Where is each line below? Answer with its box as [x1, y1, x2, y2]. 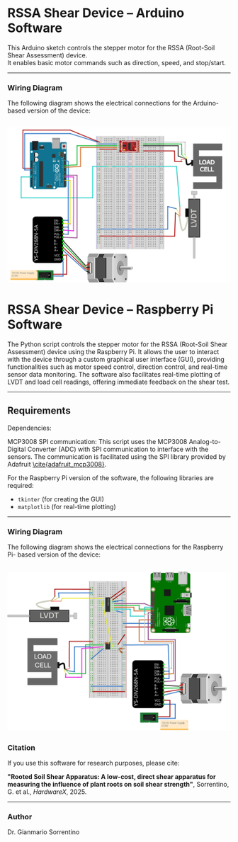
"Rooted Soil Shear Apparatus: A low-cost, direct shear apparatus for [7, 773, 216, 781]
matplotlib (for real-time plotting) [17, 502, 117, 511]
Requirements [7, 405, 71, 417]
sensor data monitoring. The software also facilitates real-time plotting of [7, 370, 221, 378]
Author [7, 812, 33, 821]
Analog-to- [188, 437, 221, 445]
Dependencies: [7, 423, 52, 432]
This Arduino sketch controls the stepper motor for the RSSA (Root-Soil [7, 43, 215, 52]
